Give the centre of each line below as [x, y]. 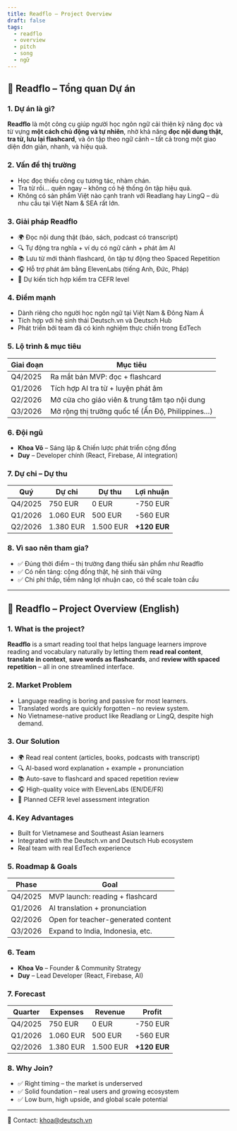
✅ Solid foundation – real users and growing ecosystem [98, 1091]
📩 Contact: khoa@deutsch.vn [50, 1120]
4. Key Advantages [41, 817]
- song [23, 54]
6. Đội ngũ [25, 432]
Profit [152, 1011]
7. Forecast [26, 994]
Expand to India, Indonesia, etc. [101, 931]
